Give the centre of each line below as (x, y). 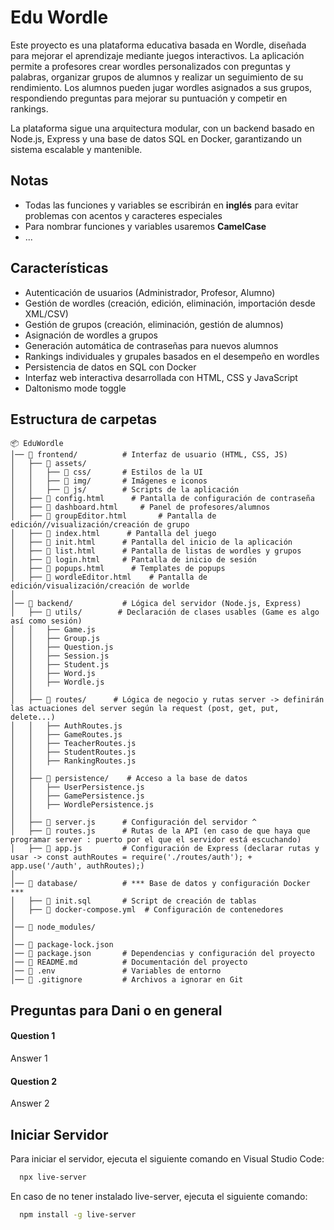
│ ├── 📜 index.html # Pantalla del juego (113, 534)
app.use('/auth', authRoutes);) (77, 866)
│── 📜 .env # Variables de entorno (116, 971)
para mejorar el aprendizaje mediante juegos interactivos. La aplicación (157, 55)
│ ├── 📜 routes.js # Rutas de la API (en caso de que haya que (160, 831)
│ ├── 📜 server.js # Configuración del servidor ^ (133, 822)
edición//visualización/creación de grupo (100, 525)
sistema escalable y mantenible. (76, 149)
